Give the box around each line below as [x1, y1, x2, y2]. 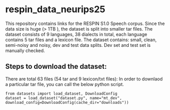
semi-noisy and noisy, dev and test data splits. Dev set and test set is [5, 42, 151, 48]
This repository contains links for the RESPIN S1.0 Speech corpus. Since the [5, 20, 165, 26]
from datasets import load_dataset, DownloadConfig [5, 91, 117, 96]
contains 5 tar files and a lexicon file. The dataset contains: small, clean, [5, 37, 157, 43]
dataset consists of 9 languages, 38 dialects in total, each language [5, 31, 148, 37]
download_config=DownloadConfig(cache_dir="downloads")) [5, 100, 129, 105]
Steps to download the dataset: [5, 62, 107, 71]
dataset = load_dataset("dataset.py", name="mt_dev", [5, 95, 123, 100]
